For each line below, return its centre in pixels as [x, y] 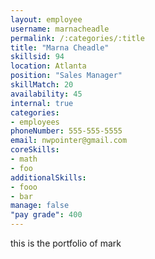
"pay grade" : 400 [46, 215]
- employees [35, 122]
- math [24, 159]
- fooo [24, 187]
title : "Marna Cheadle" [60, 47]
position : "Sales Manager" [66, 76]
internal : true [42, 103]
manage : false [40, 206]
